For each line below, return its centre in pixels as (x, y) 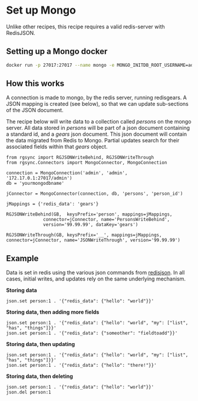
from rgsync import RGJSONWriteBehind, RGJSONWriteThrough (80, 158)
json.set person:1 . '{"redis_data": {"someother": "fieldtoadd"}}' (92, 333)
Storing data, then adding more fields (53, 312)
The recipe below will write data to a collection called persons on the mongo (99, 122)
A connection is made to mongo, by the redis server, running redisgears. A (97, 97)
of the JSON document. (35, 110)
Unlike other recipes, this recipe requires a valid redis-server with (85, 27)
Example (22, 258)
